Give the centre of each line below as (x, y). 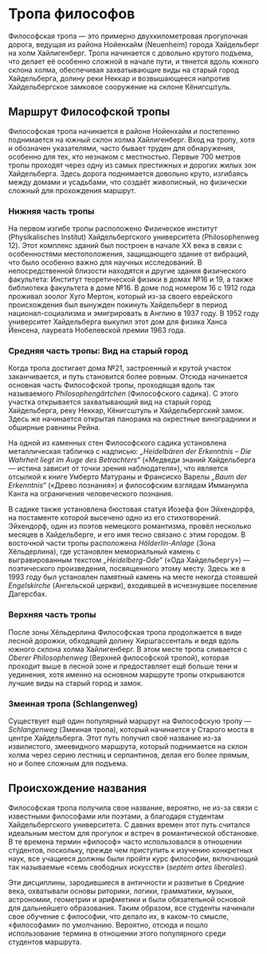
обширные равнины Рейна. (55, 428)
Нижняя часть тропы (51, 211)
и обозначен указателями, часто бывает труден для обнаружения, (122, 148)
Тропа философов (72, 14)
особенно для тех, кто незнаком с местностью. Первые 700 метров (125, 156)
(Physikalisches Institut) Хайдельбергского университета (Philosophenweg (133, 237)
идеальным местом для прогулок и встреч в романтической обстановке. (133, 833)
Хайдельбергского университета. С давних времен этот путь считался (129, 824)
